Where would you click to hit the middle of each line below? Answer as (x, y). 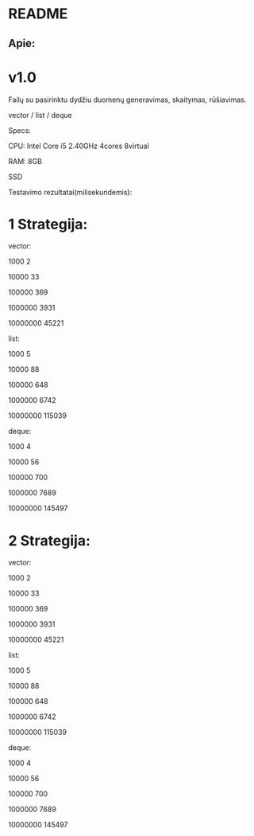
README (38, 14)
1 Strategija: (48, 224)
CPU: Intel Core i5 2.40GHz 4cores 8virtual (79, 146)
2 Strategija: (50, 540)
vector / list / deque (40, 115)
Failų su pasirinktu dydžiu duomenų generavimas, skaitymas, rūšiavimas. (127, 100)
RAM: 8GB (25, 161)
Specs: (20, 130)
